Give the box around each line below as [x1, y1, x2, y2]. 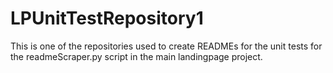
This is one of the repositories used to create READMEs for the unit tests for [10, 40, 323, 52]
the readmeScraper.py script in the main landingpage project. [10, 50, 263, 62]
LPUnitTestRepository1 [10, 7, 204, 30]
